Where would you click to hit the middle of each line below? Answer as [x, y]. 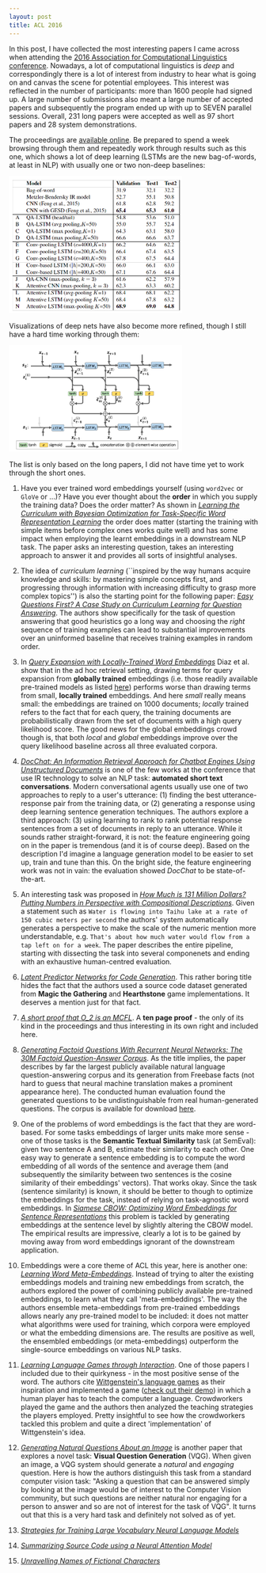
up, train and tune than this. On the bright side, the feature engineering [136, 862]
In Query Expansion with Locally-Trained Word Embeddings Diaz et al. [135, 662]
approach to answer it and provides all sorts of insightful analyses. [129, 556]
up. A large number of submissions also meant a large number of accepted [131, 99]
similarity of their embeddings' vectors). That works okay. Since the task [139, 1183]
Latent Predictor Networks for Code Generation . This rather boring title [136, 977]
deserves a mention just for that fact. [81, 1002]
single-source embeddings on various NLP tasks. [101, 1350]
